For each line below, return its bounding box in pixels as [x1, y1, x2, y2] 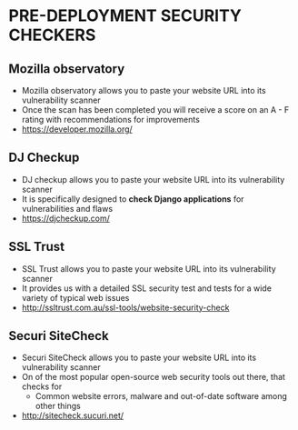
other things [35, 401, 81, 412]
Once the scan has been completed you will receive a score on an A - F [21, 105, 290, 115]
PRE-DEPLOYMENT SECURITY [8, 5, 242, 26]
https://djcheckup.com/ [21, 213, 110, 224]
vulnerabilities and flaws [21, 203, 114, 214]
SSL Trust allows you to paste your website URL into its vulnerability [21, 263, 276, 274]
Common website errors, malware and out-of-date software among [35, 391, 288, 402]
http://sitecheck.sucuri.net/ [21, 410, 124, 421]
